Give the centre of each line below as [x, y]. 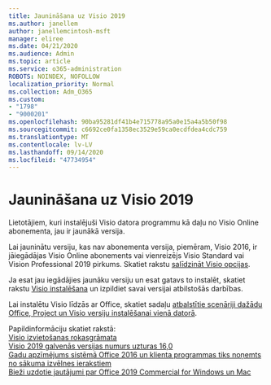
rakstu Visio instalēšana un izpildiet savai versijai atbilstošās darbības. [126, 289]
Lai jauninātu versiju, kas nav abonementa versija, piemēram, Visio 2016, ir [133, 247]
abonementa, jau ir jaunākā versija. [67, 231]
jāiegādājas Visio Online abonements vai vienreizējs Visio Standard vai [126, 256]
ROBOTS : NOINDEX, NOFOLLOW [54, 77]
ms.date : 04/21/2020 [44, 46]
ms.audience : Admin [42, 54]
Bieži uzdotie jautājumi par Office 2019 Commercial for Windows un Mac [130, 372]
